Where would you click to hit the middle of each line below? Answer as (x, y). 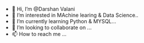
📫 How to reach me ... (39, 34)
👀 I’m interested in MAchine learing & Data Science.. (75, 15)
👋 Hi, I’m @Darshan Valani (43, 9)
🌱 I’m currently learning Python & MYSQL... (64, 21)
